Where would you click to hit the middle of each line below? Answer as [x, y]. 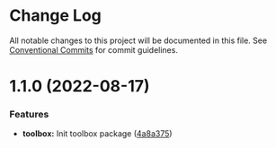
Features [29, 115]
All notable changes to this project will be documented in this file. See [138, 40]
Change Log [55, 16]
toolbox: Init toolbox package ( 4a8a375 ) [97, 134]
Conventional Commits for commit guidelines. [93, 49]
